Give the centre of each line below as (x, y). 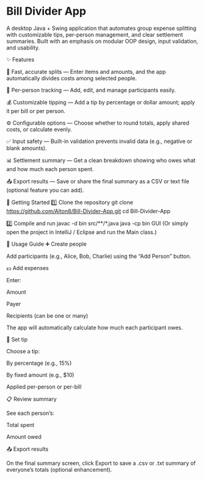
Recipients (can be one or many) (47, 315)
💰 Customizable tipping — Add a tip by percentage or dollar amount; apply (101, 102)
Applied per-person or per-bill (44, 387)
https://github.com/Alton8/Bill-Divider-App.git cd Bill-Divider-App (89, 211)
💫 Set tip (17, 339)
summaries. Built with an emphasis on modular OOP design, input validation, (102, 41)
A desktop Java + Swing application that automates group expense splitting (101, 28)
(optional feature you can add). (45, 190)
